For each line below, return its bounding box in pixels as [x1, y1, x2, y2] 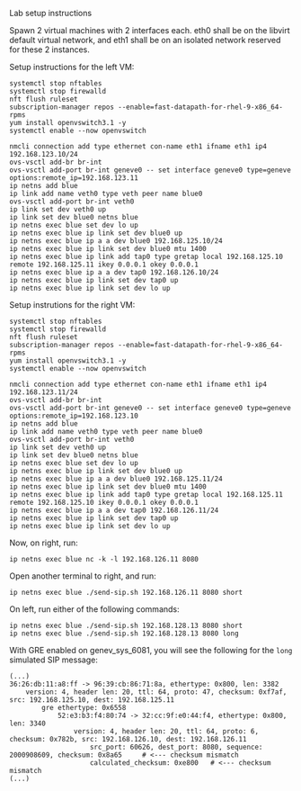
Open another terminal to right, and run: [9, 571, 157, 581]
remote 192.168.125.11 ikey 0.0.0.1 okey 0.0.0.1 [9, 260, 199, 269]
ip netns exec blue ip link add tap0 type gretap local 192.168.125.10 [9, 252, 283, 261]
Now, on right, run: [9, 537, 78, 548]
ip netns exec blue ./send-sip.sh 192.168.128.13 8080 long [9, 629, 240, 638]
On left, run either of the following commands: [9, 604, 180, 615]
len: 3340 [9, 719, 47, 728]
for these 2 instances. [9, 44, 90, 55]
